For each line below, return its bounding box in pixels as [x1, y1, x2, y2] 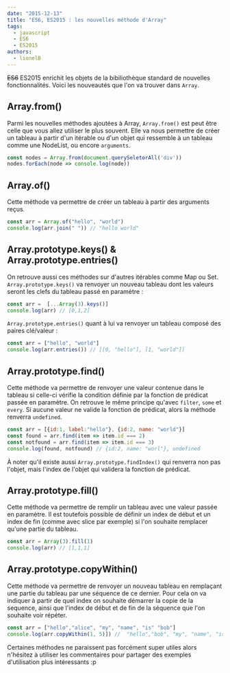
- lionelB [13, 55, 41, 62]
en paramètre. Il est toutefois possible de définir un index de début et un [7, 510, 211, 518]
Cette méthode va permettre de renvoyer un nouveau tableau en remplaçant [7, 582, 222, 590]
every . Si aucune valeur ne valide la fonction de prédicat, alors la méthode [7, 406, 216, 413]
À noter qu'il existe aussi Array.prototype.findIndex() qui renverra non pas [7, 457, 221, 466]
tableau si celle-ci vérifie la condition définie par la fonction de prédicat [7, 391, 209, 399]
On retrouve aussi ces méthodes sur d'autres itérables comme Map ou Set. [7, 273, 219, 281]
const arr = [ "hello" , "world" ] [7, 340, 99, 347]
